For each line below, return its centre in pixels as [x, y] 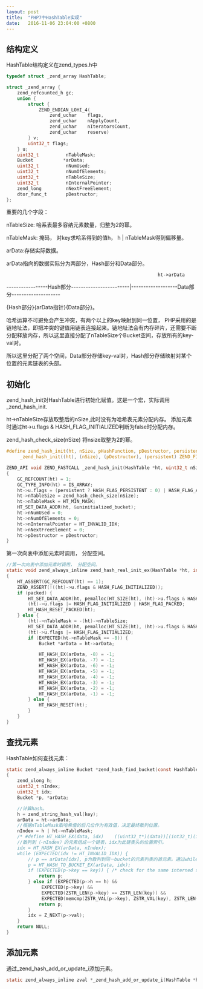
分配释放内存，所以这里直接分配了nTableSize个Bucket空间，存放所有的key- [100, 335]
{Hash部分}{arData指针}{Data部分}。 [52, 307]
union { [27, 98]
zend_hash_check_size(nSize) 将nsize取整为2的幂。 [71, 440]
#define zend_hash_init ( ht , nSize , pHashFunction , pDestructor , [89, 452]
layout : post [23, 12]
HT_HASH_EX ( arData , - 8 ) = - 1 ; [76, 654]
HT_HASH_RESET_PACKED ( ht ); [62, 610]
